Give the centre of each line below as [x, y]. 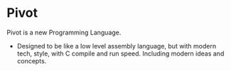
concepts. [32, 60]
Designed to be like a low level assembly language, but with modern [117, 46]
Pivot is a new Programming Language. [64, 32]
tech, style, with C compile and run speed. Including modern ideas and [120, 53]
